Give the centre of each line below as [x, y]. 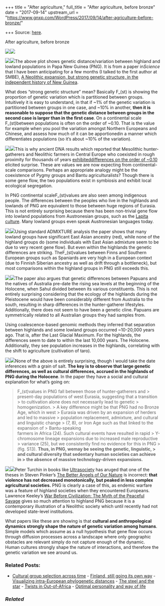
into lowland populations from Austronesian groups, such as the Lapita [77, 216]
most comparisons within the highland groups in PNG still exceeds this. [77, 268]
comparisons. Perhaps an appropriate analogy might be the [77, 170]
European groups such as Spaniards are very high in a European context [79, 258]
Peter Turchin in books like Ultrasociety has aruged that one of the [82, 470]
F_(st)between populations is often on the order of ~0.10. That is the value [80, 123]
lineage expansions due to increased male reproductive [101, 438]
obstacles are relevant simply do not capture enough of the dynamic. [75, 542]
